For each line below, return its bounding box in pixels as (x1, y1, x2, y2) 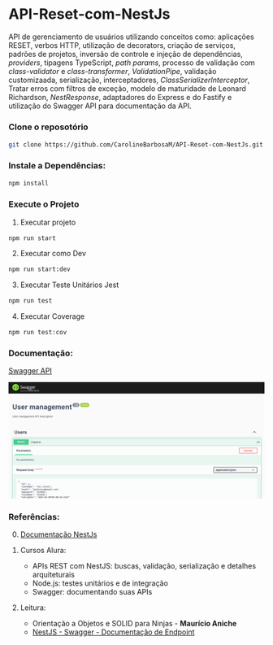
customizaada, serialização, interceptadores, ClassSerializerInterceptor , (8, 75, 250, 85)
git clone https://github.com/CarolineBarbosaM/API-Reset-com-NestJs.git (8, 141, 264, 149)
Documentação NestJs (19, 530, 97, 539)
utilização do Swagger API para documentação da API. (8, 101, 193, 111)
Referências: (8, 511, 60, 522)
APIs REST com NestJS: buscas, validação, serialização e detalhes (32, 561, 257, 571)
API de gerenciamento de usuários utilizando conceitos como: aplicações (8, 32, 254, 41)
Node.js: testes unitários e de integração (32, 578, 169, 588)
